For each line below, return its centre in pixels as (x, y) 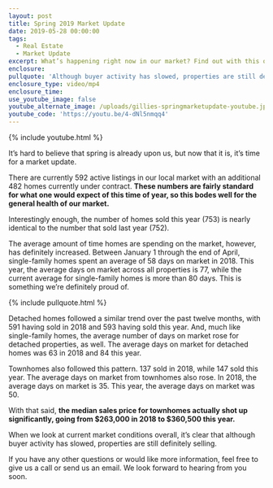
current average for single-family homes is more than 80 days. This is (125, 278)
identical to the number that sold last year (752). (89, 228)
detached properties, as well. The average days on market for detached (129, 344)
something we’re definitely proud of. (69, 287)
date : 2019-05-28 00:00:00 (54, 31)
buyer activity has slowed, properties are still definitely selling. (113, 443)
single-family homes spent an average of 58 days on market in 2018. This (131, 261)
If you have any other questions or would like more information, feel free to (133, 459)
